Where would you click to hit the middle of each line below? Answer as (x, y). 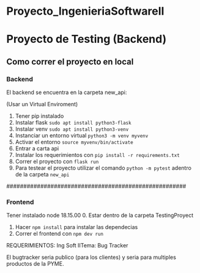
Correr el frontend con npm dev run (59, 234)
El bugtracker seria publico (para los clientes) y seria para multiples (91, 257)
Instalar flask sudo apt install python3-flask (73, 123)
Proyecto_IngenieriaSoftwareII (85, 11)
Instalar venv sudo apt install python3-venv (72, 129)
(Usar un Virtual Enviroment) (42, 104)
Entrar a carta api (37, 148)
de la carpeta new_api (42, 175)
